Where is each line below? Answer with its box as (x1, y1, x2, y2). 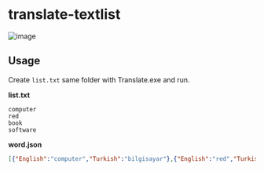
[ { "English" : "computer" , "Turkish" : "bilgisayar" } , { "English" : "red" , (8, 155, 234, 162)
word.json (8, 140, 42, 149)
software (8, 126, 37, 134)
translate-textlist (8, 5, 121, 24)
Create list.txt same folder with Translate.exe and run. (8, 75, 190, 84)
